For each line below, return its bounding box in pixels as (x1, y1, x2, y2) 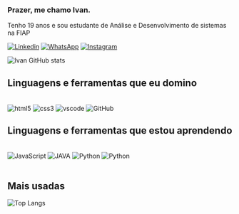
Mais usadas (7, 180, 66, 192)
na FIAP (7, 28, 31, 37)
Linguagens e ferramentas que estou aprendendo (7, 124, 233, 137)
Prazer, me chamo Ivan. (7, 5, 91, 15)
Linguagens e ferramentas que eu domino (7, 77, 198, 89)
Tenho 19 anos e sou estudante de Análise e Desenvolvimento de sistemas (7, 21, 227, 30)
